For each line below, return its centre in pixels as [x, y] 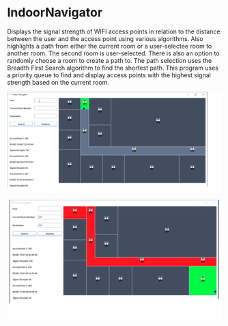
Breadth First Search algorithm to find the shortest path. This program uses [113, 68]
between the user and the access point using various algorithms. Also [105, 38]
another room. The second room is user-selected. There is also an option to [113, 53]
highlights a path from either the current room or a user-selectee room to [110, 46]
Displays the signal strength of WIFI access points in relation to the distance [114, 31]
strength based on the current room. [58, 82]
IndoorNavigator [55, 13]
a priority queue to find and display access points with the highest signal [109, 75]
